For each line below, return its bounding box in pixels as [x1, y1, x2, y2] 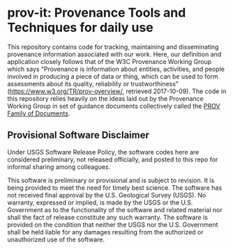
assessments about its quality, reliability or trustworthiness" [7, 79, 179, 88]
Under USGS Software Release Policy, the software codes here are [7, 147, 200, 156]
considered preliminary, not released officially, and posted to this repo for [7, 155, 218, 163]
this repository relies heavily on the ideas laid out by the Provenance [7, 94, 204, 102]
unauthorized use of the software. [7, 235, 105, 243]
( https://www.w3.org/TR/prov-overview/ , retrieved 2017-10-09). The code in [7, 87, 227, 95]
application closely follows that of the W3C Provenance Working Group [7, 57, 212, 65]
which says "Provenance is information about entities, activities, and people [7, 65, 225, 73]
